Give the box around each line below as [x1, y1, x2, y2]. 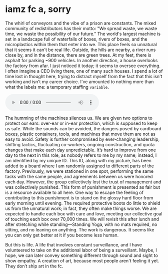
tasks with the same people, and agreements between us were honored [5, 173, 153, 179]
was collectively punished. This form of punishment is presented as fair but [5, 184, 160, 190]
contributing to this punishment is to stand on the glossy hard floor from [5, 194, 153, 201]
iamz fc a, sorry [5, 4, 71, 15]
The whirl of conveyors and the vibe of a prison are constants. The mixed [5, 20, 156, 26]
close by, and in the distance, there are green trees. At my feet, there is [5, 52, 151, 58]
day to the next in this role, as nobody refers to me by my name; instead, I [5, 152, 157, 158]
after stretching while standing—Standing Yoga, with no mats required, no [5, 221, 157, 227]
